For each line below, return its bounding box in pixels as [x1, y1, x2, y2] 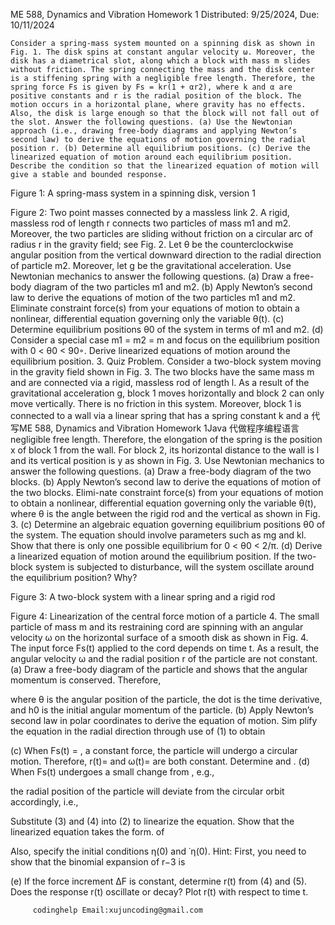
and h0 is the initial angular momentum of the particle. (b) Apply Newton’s [10, 704, 314, 716]
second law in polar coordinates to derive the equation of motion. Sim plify [10, 715, 318, 726]
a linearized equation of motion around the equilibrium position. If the [10, 550, 295, 562]
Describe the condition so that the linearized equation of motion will [10, 161, 320, 171]
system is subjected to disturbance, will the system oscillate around [34, 561, 315, 573]
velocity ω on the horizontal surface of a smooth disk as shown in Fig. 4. [10, 632, 309, 643]
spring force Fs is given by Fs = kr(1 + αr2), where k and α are [10, 82, 293, 92]
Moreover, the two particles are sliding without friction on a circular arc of [10, 228, 314, 239]
